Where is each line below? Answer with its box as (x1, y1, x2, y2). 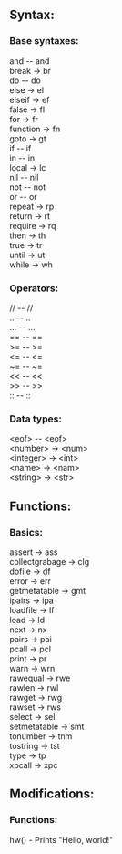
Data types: (9, 412, 62, 425)
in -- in (9, 152, 36, 163)
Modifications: (9, 786, 95, 802)
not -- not (9, 182, 46, 193)
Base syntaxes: (9, 35, 79, 47)
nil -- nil (9, 172, 39, 182)
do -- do (9, 75, 41, 86)
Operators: (9, 282, 59, 295)
